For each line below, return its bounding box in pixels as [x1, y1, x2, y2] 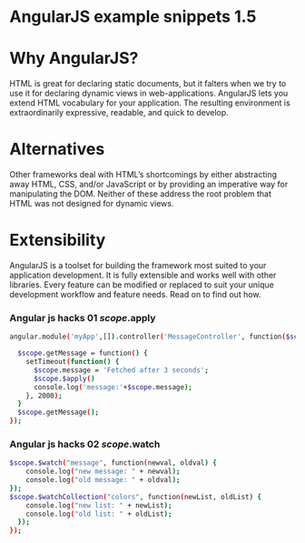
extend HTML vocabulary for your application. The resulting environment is [9, 97, 290, 108]
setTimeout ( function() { [25, 357, 120, 367]
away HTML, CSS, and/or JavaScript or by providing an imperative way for [9, 179, 289, 190]
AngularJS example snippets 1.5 [9, 6, 257, 27]
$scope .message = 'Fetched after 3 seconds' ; [33, 366, 209, 375]
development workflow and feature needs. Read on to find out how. [9, 289, 261, 299]
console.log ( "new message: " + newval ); [25, 467, 181, 477]
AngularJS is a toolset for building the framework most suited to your [9, 260, 267, 270]
